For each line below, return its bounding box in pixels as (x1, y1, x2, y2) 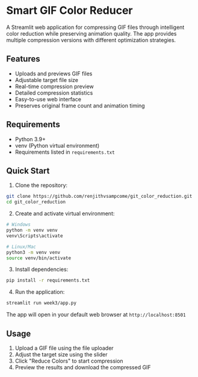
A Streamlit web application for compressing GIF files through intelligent (6, 24, 185, 31)
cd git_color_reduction (6, 199, 66, 205)
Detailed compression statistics (14, 89, 93, 97)
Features (6, 54, 40, 64)
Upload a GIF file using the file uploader (14, 344, 114, 352)
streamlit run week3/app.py (6, 300, 77, 306)
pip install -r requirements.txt (6, 277, 90, 284)
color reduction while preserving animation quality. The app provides (6, 30, 177, 37)
